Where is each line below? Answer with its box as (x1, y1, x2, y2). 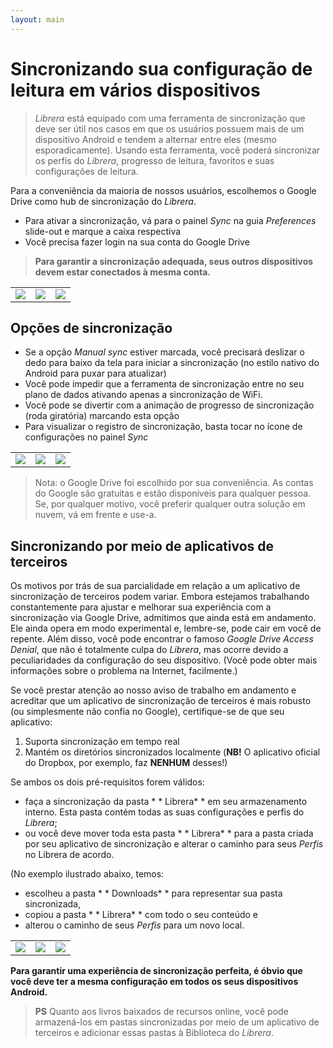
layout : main (10, 14, 65, 25)
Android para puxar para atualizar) (24, 367, 167, 380)
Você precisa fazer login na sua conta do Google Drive (24, 236, 250, 248)
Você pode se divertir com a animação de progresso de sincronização (24, 399, 315, 411)
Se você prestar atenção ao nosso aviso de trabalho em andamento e (10, 684, 297, 696)
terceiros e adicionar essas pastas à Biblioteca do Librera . (34, 1027, 274, 1039)
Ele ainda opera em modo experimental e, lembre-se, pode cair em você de (10, 622, 322, 635)
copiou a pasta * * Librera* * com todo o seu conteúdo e (24, 909, 259, 921)
